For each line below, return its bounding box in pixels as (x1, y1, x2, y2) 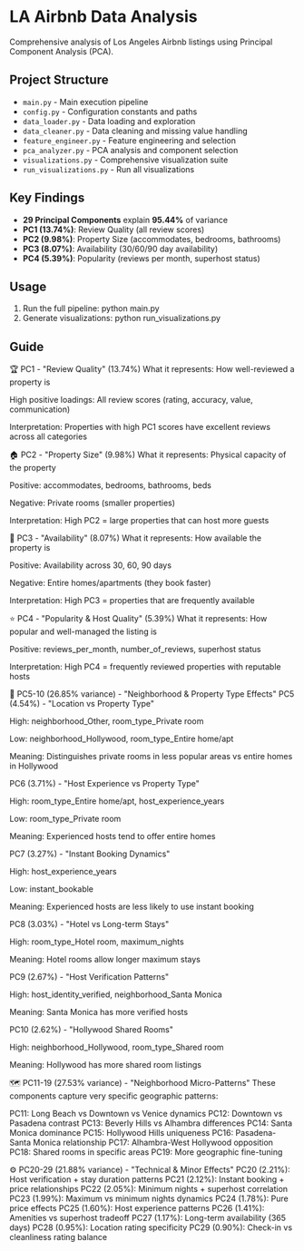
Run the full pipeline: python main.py (22, 303, 161, 314)
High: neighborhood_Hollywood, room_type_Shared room (9, 1041, 224, 1053)
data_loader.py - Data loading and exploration (22, 115, 196, 126)
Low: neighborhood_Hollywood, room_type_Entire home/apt (9, 733, 234, 745)
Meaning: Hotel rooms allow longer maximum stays (9, 954, 201, 965)
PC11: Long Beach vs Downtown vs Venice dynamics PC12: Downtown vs (9, 1109, 283, 1119)
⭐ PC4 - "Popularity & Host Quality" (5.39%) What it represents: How (9, 613, 268, 624)
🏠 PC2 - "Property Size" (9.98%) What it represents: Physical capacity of (9, 449, 287, 460)
